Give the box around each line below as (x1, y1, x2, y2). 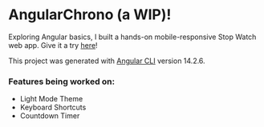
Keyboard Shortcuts (19, 102, 87, 113)
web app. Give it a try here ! (8, 40, 98, 50)
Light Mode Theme (19, 94, 83, 104)
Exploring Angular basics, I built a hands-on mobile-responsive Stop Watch (8, 32, 257, 42)
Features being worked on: (8, 76, 116, 87)
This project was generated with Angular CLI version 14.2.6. (8, 56, 206, 65)
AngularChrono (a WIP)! (8, 6, 172, 24)
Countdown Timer (19, 111, 80, 121)
